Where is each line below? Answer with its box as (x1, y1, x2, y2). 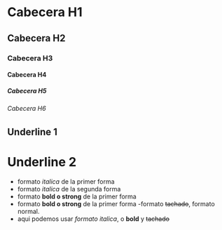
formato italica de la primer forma (17, 177, 115, 186)
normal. (17, 207, 40, 215)
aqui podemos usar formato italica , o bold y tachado (17, 215, 170, 223)
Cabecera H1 (7, 4, 83, 20)
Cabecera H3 (7, 53, 53, 63)
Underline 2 (7, 154, 77, 170)
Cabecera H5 (7, 86, 47, 95)
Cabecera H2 (7, 32, 66, 44)
